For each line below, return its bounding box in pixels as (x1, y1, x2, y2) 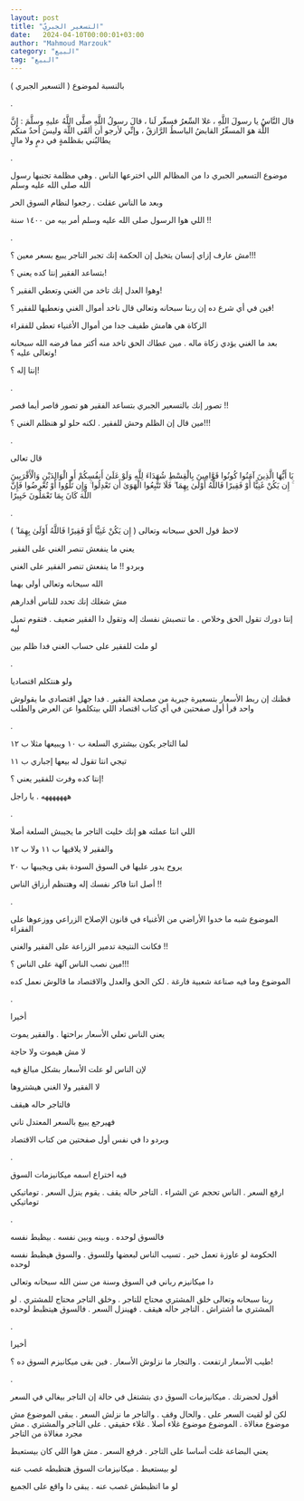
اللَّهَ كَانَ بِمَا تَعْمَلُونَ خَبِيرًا (10, 490, 92, 500)
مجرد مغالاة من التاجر (10, 1428, 83, 1438)
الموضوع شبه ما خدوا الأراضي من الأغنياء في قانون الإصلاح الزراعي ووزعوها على (10, 914, 279, 925)
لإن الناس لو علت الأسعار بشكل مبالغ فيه (10, 1064, 147, 1074)
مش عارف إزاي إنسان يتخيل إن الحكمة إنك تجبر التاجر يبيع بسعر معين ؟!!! (10, 250, 257, 260)
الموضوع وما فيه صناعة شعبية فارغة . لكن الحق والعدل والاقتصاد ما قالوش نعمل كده (10, 976, 291, 986)
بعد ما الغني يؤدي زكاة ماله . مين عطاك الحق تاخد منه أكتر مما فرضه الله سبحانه (10, 337, 278, 348)
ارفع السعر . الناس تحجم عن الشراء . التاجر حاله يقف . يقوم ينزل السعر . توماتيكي (10, 1186, 284, 1197)
